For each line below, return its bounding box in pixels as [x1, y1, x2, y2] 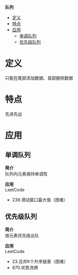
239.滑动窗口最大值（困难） [12, 197, 68, 203]
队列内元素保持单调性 [5, 170, 47, 177]
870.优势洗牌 [12, 264, 38, 270]
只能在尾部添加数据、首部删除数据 [5, 75, 73, 81]
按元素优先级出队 [5, 233, 39, 238]
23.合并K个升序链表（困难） [12, 258, 69, 264]
